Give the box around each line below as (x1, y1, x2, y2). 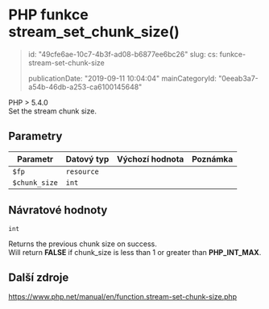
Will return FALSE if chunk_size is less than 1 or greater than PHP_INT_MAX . (8, 247, 262, 257)
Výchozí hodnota (116, 153, 184, 164)
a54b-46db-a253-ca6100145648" (27, 82, 143, 92)
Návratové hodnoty (8, 204, 108, 217)
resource (65, 167, 99, 176)
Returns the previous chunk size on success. (8, 239, 157, 249)
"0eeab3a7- (218, 73, 259, 83)
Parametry (8, 130, 63, 143)
